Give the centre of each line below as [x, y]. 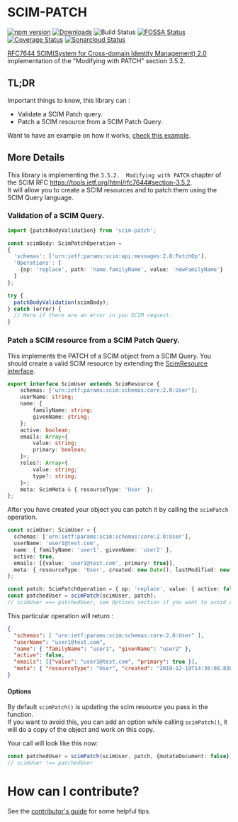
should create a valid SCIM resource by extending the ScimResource [108, 363]
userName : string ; [47, 397]
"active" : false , [39, 655]
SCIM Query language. [41, 197]
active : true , [34, 557]
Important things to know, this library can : [69, 100]
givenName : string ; [62, 417]
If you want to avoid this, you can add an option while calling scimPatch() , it [118, 722]
